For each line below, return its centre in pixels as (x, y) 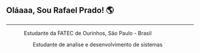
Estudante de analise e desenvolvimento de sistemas (97, 44)
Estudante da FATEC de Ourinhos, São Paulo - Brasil (87, 33)
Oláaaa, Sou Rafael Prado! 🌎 (60, 10)
